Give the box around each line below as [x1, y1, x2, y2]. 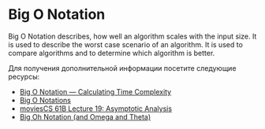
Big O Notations [19, 95, 71, 105]
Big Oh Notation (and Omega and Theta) [19, 112, 151, 121]
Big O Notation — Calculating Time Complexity [19, 87, 172, 96]
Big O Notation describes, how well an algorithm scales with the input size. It [8, 31, 257, 41]
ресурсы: [8, 72, 40, 81]
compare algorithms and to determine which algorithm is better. [8, 48, 215, 57]
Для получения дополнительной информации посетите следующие [8, 63, 237, 72]
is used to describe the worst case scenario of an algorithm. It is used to [8, 39, 243, 49]
